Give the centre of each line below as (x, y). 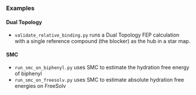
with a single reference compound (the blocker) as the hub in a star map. (102, 41)
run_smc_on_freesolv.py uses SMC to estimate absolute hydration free (99, 80)
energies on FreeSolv (40, 86)
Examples (20, 8)
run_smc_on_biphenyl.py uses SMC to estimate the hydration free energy (102, 68)
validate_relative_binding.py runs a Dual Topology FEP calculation (97, 35)
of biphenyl (28, 73)
